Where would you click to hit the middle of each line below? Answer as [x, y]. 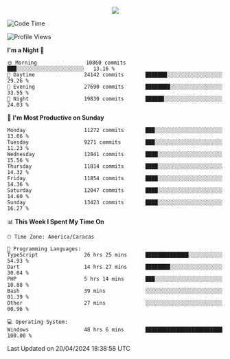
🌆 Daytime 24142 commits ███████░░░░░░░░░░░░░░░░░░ [115, 75]
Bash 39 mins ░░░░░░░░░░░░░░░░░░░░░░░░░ [115, 291]
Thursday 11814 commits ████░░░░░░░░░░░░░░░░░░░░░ [115, 166]
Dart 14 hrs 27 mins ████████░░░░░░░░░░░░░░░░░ [115, 267]
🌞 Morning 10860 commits [67, 63]
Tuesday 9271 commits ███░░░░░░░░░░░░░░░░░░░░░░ [115, 142]
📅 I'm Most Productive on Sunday [56, 118]
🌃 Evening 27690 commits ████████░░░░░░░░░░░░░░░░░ [115, 87]
